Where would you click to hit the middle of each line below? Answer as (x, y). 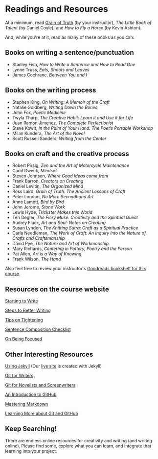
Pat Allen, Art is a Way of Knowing (47, 254)
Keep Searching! (31, 429)
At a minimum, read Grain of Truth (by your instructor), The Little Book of (78, 23)
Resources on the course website (57, 289)
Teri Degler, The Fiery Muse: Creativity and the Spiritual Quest (75, 218)
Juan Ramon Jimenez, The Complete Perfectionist (63, 123)
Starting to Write (22, 301)
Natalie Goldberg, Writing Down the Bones (55, 107)
